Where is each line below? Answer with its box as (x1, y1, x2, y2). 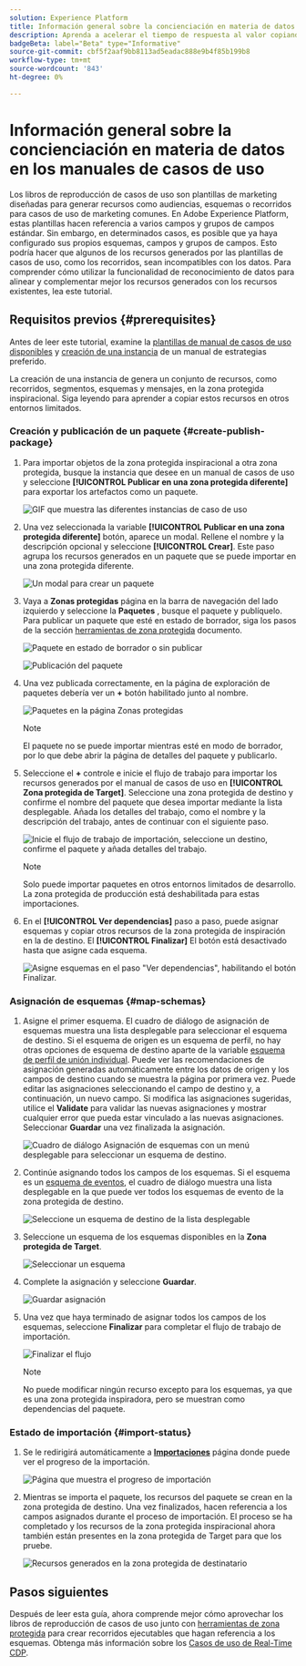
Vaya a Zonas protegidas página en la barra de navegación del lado (22, 595, 279, 606)
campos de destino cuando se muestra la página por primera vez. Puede (22, 1074, 296, 1085)
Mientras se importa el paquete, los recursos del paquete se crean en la (22, 1492, 293, 1503)
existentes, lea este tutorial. (9, 285, 113, 296)
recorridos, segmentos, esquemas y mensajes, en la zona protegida (9, 383, 264, 394)
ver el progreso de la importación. (22, 1456, 150, 1467)
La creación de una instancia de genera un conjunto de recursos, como (9, 373, 278, 384)
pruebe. (22, 1540, 53, 1551)
